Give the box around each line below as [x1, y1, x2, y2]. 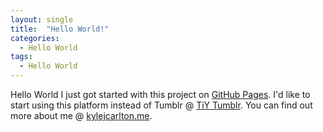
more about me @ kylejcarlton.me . [10, 110, 153, 121]
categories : [10, 33, 60, 43]
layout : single [10, 14, 74, 25]
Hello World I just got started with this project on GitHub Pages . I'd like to [10, 89, 311, 100]
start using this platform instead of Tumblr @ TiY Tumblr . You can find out [10, 99, 313, 111]
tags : [10, 52, 33, 62]
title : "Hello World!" [10, 24, 110, 34]
